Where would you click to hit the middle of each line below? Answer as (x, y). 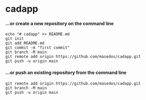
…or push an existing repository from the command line (66, 72)
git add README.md (25, 43)
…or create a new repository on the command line (60, 23)
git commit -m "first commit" (38, 48)
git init (15, 39)
